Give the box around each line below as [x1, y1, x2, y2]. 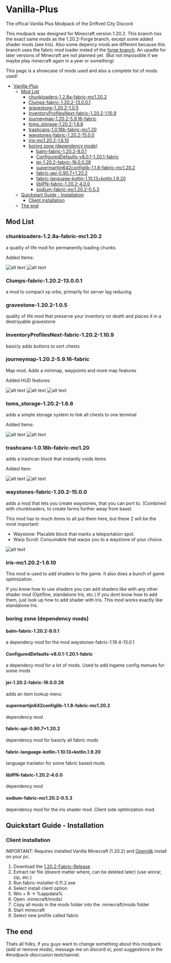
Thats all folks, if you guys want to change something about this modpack [6, 941, 161, 947]
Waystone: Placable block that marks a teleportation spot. [13, 531, 135, 537]
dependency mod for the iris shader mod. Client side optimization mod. [6, 806, 156, 812]
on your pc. [6, 853, 30, 860]
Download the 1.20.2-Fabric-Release [13, 864, 91, 870]
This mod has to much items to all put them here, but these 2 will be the [6, 516, 156, 522]
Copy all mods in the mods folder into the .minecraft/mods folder [13, 902, 150, 908]
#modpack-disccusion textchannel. [6, 952, 81, 958]
